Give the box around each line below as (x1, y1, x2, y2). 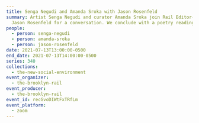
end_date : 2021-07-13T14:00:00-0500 (6, 53, 97, 59)
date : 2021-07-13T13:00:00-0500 (6, 47, 86, 53)
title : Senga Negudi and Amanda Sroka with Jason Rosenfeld (6, 8, 158, 15)
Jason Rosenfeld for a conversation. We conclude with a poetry (11, 20, 174, 25)
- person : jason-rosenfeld (11, 42, 78, 48)
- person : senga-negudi (11, 31, 70, 37)
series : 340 (6, 58, 36, 64)
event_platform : (6, 102, 46, 108)
